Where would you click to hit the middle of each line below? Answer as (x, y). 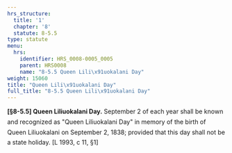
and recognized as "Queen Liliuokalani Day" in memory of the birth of (107, 122)
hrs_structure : (29, 14)
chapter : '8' (32, 26)
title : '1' (29, 20)
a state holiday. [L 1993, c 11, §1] (53, 143)
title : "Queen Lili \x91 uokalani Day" (62, 85)
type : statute (28, 40)
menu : (15, 46)
